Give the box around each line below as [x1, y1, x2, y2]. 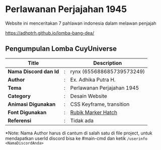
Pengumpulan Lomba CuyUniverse [5, 44, 117, 53]
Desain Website [70, 92, 107, 99]
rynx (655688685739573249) [70, 68, 145, 75]
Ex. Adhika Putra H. [70, 76, 116, 83]
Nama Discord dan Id [8, 68, 59, 75]
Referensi [8, 117, 32, 124]
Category [8, 92, 31, 99]
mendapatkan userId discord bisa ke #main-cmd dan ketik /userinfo [5, 135, 147, 141]
